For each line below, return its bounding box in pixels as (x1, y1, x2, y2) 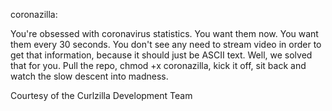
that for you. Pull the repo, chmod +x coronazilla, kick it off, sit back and (10, 60, 307, 71)
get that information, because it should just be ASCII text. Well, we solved (10, 49, 313, 61)
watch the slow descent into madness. (10, 70, 169, 82)
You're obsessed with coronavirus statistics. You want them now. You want (10, 28, 319, 39)
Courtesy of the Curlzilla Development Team (10, 90, 193, 101)
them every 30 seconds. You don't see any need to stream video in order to (10, 39, 322, 50)
